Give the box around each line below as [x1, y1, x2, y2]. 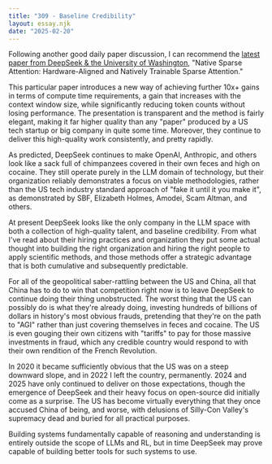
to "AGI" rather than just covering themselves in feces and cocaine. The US [8, 320, 260, 330]
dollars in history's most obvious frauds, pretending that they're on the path [8, 311, 261, 322]
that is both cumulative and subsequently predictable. [8, 261, 188, 271]
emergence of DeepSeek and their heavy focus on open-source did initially [8, 387, 260, 397]
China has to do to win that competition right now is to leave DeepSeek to [8, 286, 254, 295]
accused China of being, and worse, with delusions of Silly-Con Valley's [8, 405, 249, 415]
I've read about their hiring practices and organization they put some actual [8, 235, 261, 245]
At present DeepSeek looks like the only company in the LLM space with [8, 217, 251, 228]
